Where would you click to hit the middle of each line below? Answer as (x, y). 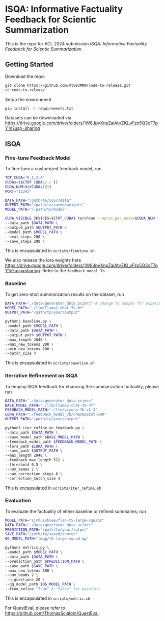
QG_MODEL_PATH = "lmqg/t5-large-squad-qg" (47, 539)
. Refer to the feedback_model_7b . (73, 271)
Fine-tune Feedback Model (38, 158)
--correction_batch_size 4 (33, 478)
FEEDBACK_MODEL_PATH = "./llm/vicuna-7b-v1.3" (51, 410)
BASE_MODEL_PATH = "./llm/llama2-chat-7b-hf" (50, 405)
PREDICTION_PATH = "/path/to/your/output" (47, 530)
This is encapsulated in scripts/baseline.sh (50, 363)
